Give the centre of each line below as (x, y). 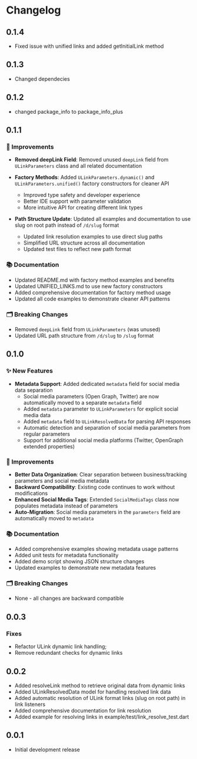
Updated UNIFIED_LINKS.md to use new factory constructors (89, 286)
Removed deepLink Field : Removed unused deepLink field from (91, 160)
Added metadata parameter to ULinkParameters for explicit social (101, 409)
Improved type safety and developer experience (82, 195)
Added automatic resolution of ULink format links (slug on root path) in (100, 698)
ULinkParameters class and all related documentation (78, 166)
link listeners (30, 704)
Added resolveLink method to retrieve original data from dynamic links (100, 685)
